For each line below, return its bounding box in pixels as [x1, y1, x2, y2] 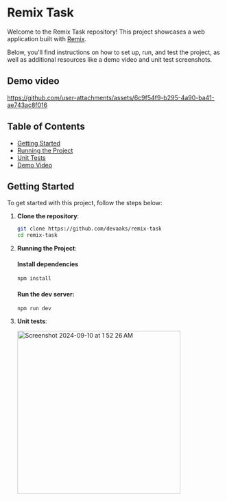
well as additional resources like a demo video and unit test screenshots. [7, 55, 213, 63]
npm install [16, 275, 51, 282]
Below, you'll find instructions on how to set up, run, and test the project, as [7, 48, 221, 56]
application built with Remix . [7, 34, 87, 43]
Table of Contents [7, 121, 86, 132]
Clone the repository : [16, 212, 80, 220]
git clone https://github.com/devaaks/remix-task [16, 225, 163, 233]
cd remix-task [16, 232, 58, 239]
